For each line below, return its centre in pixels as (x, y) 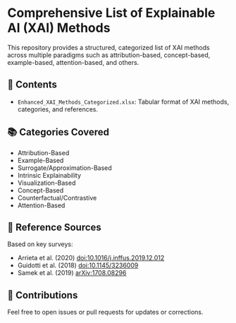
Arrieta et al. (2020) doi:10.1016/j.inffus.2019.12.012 (91, 258)
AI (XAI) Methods (59, 28)
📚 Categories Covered (58, 132)
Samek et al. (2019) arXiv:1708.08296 (72, 273)
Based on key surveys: (40, 244)
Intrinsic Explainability (49, 175)
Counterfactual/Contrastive (57, 197)
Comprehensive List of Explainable (111, 13)
